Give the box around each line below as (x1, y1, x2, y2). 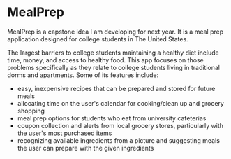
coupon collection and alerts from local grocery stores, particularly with (17, 121, 224, 130)
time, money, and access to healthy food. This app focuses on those (7, 55, 204, 64)
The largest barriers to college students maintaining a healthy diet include (7, 48, 219, 57)
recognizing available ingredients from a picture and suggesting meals (17, 136, 220, 144)
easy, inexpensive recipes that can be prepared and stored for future (17, 84, 216, 92)
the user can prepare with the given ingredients (17, 144, 154, 152)
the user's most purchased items (17, 129, 112, 137)
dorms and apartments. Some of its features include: (7, 71, 159, 79)
